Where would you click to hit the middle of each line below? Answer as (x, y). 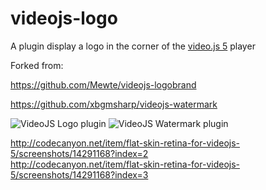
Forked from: (37, 65)
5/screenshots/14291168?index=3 (79, 174)
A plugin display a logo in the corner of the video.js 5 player (133, 46)
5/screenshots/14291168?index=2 (79, 153)
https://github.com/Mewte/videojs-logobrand (103, 84)
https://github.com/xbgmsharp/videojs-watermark (114, 104)
